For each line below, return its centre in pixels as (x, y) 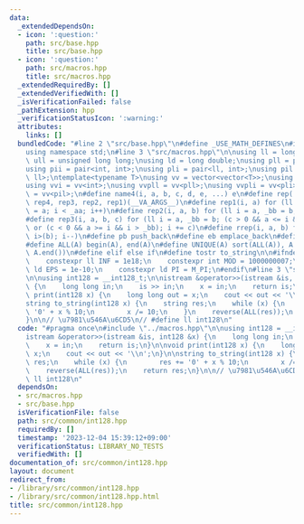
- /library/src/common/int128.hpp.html (85, 496)
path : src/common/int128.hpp (72, 421)
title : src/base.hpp (64, 51)
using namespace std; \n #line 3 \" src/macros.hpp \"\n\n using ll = (152, 152)
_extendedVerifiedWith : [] (68, 93)
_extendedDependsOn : (56, 26)
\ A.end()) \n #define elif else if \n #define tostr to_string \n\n (149, 253)
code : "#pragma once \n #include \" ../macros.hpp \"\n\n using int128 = (149, 329)
